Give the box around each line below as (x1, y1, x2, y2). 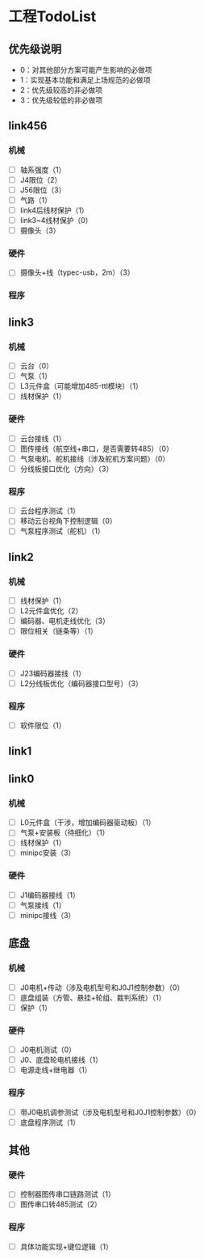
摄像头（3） (19, 225, 60, 235)
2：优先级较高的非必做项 (19, 86, 103, 95)
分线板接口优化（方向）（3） (19, 464, 114, 474)
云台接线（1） (19, 433, 66, 443)
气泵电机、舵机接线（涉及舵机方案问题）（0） (19, 453, 170, 463)
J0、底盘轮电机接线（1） (19, 1055, 103, 1065)
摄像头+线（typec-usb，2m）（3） (19, 267, 135, 277)
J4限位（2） (19, 175, 62, 184)
